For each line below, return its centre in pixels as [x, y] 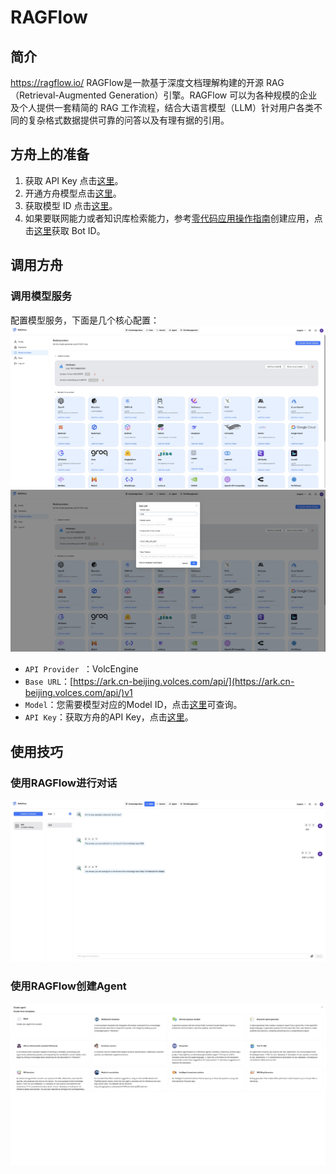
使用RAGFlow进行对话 [64, 783]
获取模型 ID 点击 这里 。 [71, 205]
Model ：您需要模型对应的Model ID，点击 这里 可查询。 [133, 705]
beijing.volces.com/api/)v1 [78, 693]
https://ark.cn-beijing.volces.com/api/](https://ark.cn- [184, 682]
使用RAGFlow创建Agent [68, 986]
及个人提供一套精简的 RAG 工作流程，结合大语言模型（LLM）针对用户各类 [162, 107]
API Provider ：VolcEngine [81, 669]
